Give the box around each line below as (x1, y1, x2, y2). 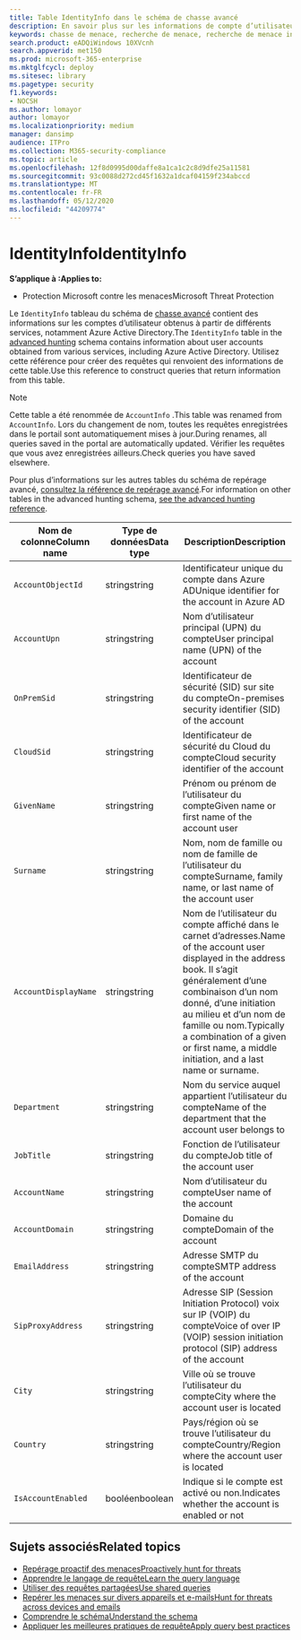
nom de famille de (182, 847, 258, 860)
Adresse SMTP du (182, 1248, 259, 1261)
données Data (110, 535, 169, 548)
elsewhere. (9, 456, 50, 467)
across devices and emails (21, 1601, 121, 1612)
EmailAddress (13, 1261, 70, 1271)
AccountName (13, 1187, 65, 1197)
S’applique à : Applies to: (9, 273, 102, 283)
